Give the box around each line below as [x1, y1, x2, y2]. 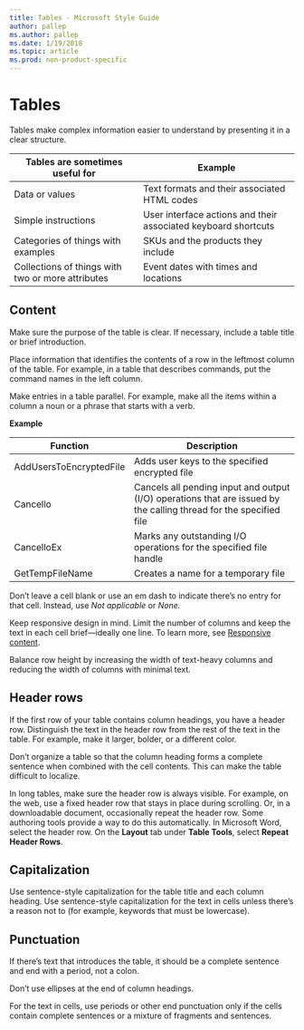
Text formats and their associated [143, 182, 286, 195]
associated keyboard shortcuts [143, 219, 275, 232]
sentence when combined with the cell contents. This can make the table [9, 761, 282, 772]
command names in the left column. [9, 373, 143, 384]
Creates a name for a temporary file [134, 567, 285, 579]
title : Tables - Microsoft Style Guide [9, 13, 160, 23]
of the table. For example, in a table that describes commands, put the [9, 364, 271, 374]
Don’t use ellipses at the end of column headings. [9, 983, 195, 994]
